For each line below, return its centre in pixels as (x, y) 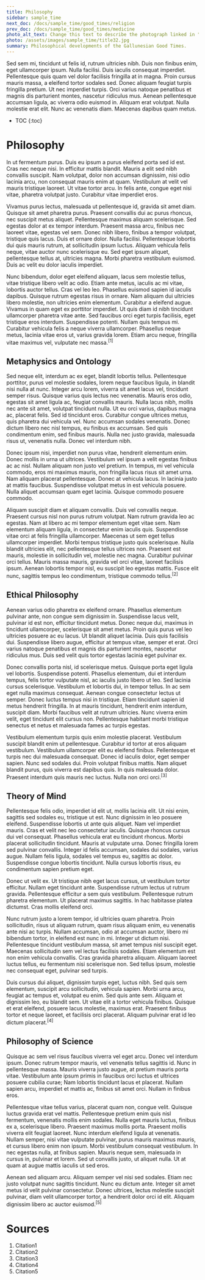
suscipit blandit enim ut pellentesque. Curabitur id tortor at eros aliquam (97, 743)
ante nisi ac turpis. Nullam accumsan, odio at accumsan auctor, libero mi (97, 932)
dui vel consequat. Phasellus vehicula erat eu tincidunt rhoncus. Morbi (95, 837)
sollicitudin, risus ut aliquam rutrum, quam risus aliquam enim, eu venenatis (101, 926)
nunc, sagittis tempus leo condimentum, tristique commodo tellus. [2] (92, 575)
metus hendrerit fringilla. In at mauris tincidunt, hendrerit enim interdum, (97, 706)
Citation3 (27, 1259)
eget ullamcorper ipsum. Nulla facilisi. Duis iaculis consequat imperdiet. (96, 70)
